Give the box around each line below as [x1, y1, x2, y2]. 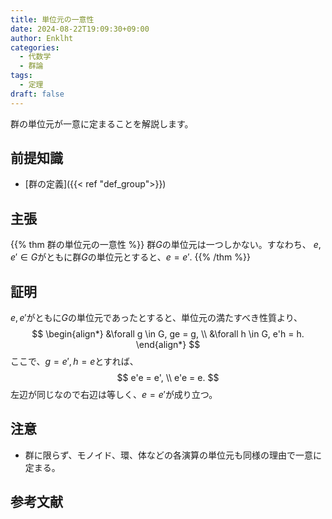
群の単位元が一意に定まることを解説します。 [10, 117, 194, 130]
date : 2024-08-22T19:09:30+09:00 [10, 24, 150, 34]
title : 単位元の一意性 [10, 14, 95, 25]
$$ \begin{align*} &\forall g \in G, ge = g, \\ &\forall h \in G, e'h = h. [31, 328, 305, 340]
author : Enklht [10, 33, 74, 43]
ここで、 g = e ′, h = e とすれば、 [10, 356, 139, 368]
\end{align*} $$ [135, 339, 201, 351]
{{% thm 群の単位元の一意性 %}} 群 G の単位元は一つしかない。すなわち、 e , [10, 239, 322, 251]
